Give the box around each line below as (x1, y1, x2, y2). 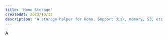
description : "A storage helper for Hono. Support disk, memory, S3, (5, 16, 154, 21)
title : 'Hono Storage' (5, 7, 53, 12)
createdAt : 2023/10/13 (5, 12, 53, 17)
